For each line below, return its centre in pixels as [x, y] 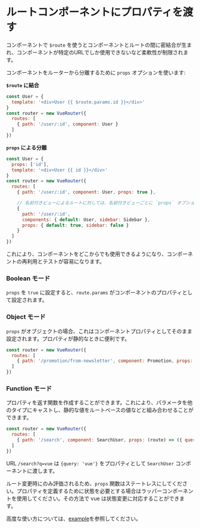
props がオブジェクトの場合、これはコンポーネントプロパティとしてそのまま [99, 331]
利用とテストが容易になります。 [66, 262]
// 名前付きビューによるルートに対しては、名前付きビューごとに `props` [96, 203]
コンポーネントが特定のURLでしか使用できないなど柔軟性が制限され [100, 52]
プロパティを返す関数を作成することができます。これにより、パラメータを [97, 403]
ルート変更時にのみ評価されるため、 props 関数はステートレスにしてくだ [94, 483]
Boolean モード [28, 278]
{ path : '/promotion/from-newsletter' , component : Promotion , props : [105, 361]
